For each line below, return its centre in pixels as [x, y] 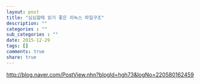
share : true [21, 57]
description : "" [27, 23]
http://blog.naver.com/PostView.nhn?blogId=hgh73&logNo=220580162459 [100, 74]
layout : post [23, 12]
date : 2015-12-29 [28, 40]
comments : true [26, 52]
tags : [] [17, 46]
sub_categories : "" [33, 35]
